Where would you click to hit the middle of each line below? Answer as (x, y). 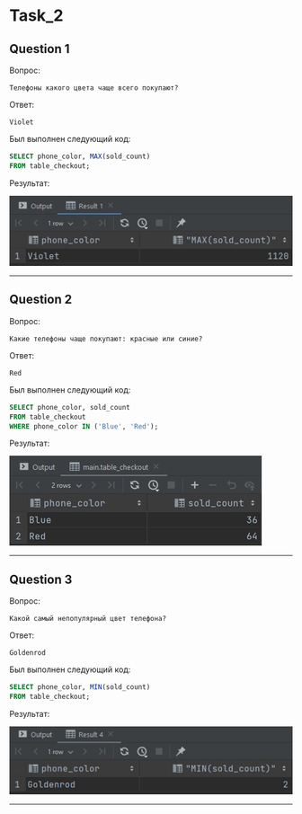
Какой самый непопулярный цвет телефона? (88, 619)
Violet (22, 122)
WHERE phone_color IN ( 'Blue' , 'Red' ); (84, 426)
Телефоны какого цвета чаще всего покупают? (94, 88)
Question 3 (41, 579)
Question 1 (40, 49)
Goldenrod (28, 653)
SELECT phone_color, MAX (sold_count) (80, 156)
